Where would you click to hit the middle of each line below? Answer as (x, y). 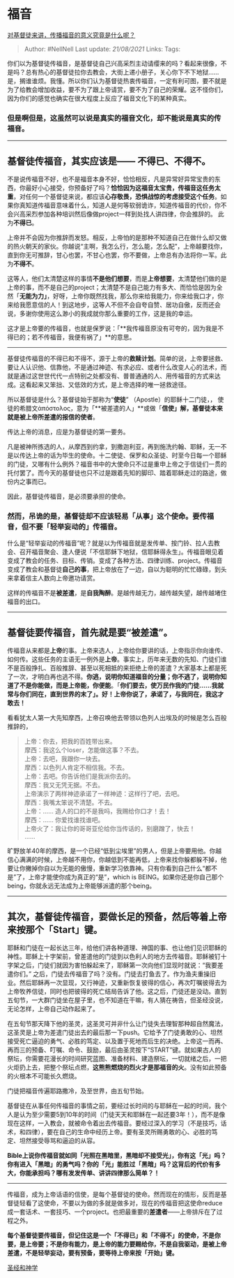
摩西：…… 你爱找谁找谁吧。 (64, 820)
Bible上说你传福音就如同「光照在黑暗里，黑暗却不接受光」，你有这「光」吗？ (117, 1155)
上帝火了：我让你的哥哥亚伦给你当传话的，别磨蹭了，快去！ (110, 829)
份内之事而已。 (29, 482)
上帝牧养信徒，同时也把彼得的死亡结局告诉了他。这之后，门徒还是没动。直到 (117, 991)
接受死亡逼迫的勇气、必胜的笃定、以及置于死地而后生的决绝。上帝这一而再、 (117, 1041)
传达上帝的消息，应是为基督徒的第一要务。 (68, 432)
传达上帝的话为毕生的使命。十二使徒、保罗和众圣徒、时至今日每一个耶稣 (123, 455)
